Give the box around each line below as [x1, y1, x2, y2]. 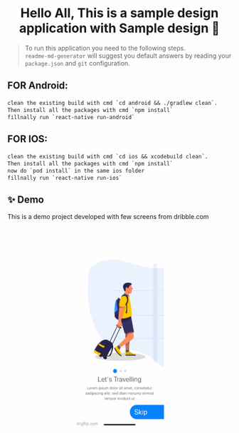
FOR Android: [7, 80, 69, 92]
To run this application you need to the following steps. [24, 44, 186, 52]
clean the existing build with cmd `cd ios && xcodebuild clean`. [7, 153, 208, 160]
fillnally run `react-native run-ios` [7, 174, 122, 181]
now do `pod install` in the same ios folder [7, 167, 144, 174]
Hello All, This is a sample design [20, 5, 219, 21]
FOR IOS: [7, 133, 48, 146]
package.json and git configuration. [24, 58, 130, 67]
